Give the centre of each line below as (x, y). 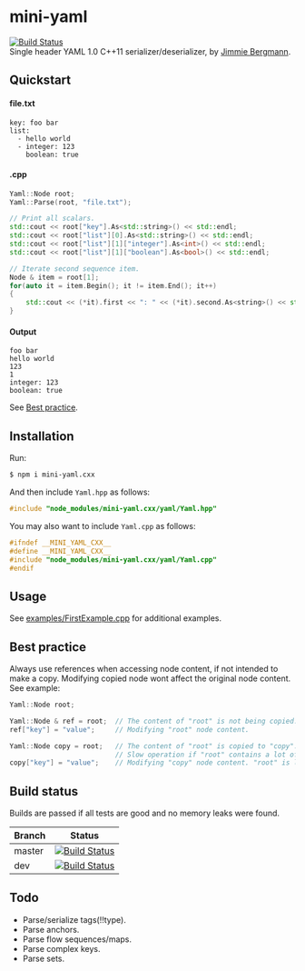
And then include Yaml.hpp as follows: (80, 492)
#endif (22, 568)
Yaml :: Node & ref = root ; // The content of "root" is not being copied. (154, 721)
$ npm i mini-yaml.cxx (52, 475)
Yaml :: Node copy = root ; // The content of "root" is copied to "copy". (154, 746)
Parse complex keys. (61, 948)
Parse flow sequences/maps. (77, 939)
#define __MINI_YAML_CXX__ (60, 551)
